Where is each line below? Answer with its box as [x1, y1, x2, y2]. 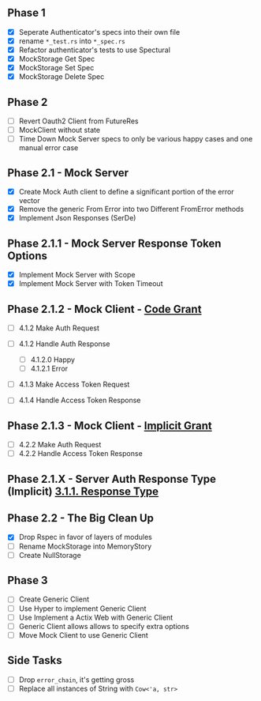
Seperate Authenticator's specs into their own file [18, 27, 181, 36]
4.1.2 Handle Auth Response [18, 339, 110, 349]
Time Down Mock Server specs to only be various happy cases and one [18, 134, 253, 144]
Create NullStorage [18, 550, 82, 560]
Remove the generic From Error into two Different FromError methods [18, 205, 244, 214]
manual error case [18, 143, 79, 153]
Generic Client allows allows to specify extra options [18, 621, 190, 631]
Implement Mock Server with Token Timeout [18, 279, 163, 288]
